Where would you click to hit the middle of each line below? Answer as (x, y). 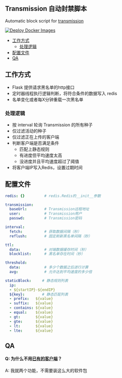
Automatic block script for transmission (44, 20)
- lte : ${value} (31, 331)
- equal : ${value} (31, 313)
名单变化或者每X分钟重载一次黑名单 (48, 99)
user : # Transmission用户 (46, 214)
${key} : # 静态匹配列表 (39, 294)
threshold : (16, 263)
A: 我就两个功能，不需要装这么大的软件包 (46, 371)
